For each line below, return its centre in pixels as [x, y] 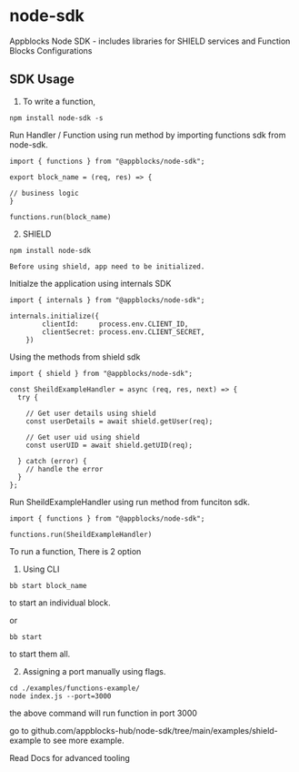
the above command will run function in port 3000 [104, 713]
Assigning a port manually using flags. [94, 671]
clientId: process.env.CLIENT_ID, [115, 324]
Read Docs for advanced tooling [70, 757]
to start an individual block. [60, 603]
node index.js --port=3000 [60, 696]
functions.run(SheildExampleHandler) [81, 534]
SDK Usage [42, 80]
